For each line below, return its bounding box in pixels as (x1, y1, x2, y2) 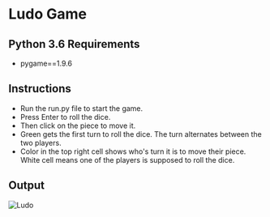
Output (8, 179, 45, 193)
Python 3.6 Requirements (8, 37, 140, 51)
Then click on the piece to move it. (19, 121, 136, 130)
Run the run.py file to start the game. (19, 103, 144, 113)
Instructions (8, 82, 71, 96)
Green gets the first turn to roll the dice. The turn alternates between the (19, 129, 262, 138)
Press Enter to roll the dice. (19, 112, 111, 121)
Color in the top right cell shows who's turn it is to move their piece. (19, 147, 246, 156)
